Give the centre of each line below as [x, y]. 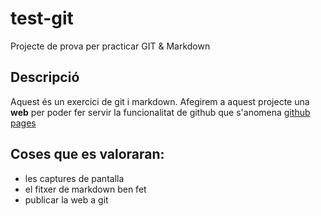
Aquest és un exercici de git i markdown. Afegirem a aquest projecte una [160, 101]
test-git [42, 18]
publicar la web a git [66, 199]
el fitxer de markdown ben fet [85, 189]
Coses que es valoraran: [87, 154]
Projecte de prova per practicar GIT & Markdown [110, 46]
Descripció [45, 77]
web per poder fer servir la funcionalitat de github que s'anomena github [160, 112]
